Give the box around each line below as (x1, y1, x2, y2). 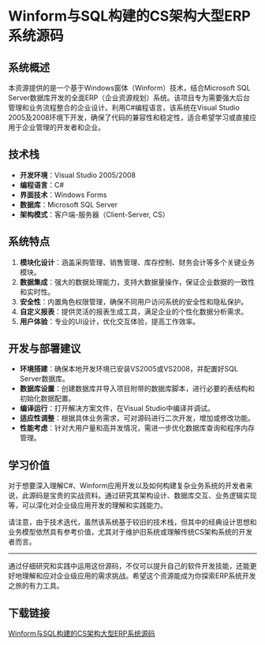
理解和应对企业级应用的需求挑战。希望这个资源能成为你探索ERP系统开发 (21, 571, 256, 580)
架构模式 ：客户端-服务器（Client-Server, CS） (19, 210, 170, 219)
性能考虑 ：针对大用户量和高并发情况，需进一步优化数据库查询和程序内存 (19, 423, 255, 433)
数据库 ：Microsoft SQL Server (19, 199, 118, 209)
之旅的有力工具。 (8, 581, 64, 591)
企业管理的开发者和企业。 (21, 123, 105, 132)
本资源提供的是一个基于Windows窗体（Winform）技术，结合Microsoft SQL (8, 84, 251, 92)
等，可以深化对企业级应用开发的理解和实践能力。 (8, 501, 167, 510)
